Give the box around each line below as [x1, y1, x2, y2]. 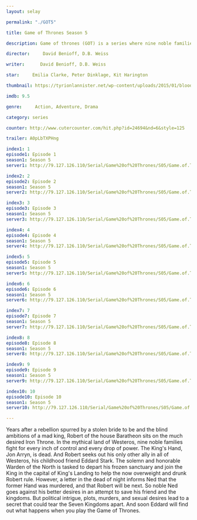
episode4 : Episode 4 [6, 232, 57, 238]
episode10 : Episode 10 [6, 394, 62, 400]
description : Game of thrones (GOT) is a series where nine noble [6, 40, 172, 46]
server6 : [6, 297, 28, 303]
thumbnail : [6, 83, 33, 89]
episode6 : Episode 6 [6, 286, 57, 292]
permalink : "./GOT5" [6, 19, 57, 25]
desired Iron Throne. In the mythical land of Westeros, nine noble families [6, 439, 183, 446]
